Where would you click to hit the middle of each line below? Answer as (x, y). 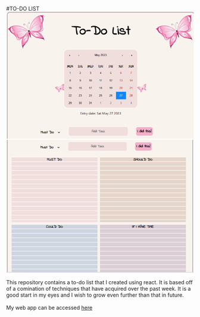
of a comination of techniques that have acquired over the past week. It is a (99, 289)
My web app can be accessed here (49, 308)
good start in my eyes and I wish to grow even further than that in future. (95, 295)
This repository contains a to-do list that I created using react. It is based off (99, 282)
